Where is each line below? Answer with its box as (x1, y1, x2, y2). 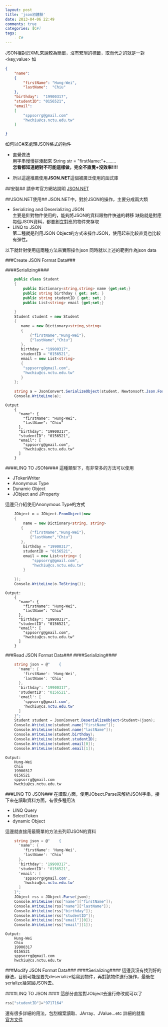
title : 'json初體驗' (5, 12, 46, 17)
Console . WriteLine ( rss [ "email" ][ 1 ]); (14, 922, 93, 927)
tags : (5, 31, 16, 36)
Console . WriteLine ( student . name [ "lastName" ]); (14, 727, 113, 732)
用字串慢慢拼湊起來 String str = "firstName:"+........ (12, 158, 116, 164)
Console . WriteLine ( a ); (14, 394, 61, 399)
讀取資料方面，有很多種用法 (18, 797, 75, 803)
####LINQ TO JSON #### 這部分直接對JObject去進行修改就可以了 (5, 991, 142, 997)
